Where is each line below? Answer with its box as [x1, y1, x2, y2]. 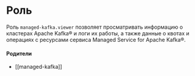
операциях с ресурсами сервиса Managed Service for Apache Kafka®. [6, 36, 186, 43]
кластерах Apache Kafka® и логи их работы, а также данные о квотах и [6, 29, 190, 37]
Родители [6, 50, 32, 57]
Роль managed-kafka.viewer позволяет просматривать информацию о [6, 23, 183, 31]
